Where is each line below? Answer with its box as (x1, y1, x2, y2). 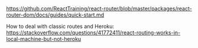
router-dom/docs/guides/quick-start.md (6, 11, 105, 18)
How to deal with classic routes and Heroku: (6, 23, 115, 30)
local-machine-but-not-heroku (6, 36, 81, 42)
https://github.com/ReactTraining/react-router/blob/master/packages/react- (6, 5, 192, 12)
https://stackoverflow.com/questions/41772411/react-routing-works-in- (6, 29, 181, 36)
